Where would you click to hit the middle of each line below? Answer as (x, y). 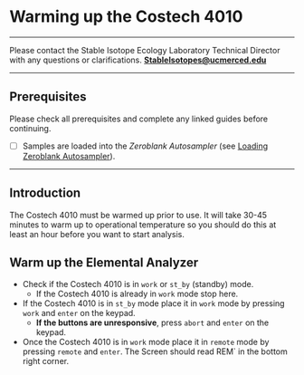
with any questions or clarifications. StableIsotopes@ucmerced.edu (138, 60)
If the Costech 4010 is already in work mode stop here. (137, 294)
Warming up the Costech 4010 (126, 17)
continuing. (30, 128)
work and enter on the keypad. (79, 313)
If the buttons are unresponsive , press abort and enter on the (152, 322)
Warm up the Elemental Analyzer (104, 263)
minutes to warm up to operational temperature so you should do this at (143, 225)
